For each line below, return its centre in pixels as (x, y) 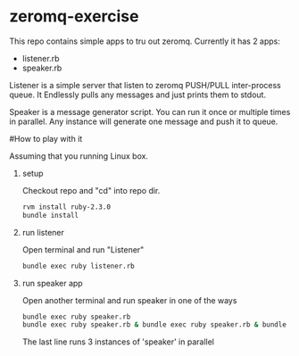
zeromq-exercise (74, 17)
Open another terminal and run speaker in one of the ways (129, 300)
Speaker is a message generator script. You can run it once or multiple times (150, 112)
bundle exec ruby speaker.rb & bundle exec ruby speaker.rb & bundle (154, 325)
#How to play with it (46, 138)
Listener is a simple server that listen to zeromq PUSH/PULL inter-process (145, 85)
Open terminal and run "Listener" (83, 249)
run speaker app (52, 283)
